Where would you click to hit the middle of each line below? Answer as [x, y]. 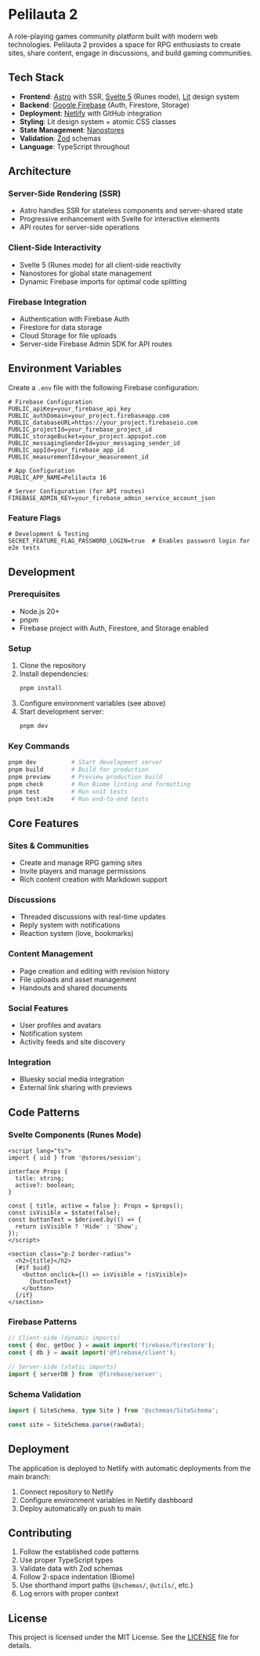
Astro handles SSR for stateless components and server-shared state [131, 210]
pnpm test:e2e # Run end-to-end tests [78, 799]
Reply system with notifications [70, 925]
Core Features [43, 823]
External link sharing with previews [76, 1088]
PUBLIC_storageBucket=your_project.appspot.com [87, 436]
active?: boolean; [45, 1185]
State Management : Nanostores [72, 130]
